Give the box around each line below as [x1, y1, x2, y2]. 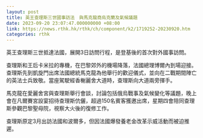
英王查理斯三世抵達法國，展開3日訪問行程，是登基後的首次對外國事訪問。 [6, 49, 190, 56]
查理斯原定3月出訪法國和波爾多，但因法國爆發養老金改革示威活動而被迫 [6, 117, 184, 125]
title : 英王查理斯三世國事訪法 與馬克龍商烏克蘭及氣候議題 [6, 15, 138, 21]
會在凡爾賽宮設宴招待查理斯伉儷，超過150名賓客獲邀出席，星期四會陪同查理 [6, 97, 195, 105]
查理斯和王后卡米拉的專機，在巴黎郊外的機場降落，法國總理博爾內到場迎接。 [6, 62, 197, 69]
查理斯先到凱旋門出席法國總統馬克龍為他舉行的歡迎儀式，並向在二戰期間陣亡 [6, 69, 197, 76]
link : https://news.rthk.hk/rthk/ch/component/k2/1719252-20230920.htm [6, 25, 190, 32]
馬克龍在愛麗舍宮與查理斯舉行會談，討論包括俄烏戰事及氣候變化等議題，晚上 [6, 90, 197, 97]
